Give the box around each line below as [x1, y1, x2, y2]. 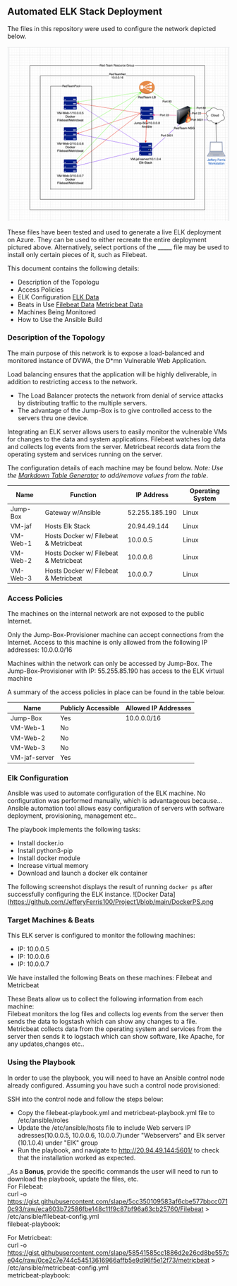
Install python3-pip [17, 846, 73, 855]
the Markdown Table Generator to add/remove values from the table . [7, 471, 209, 480]
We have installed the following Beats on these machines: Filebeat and [7, 974, 212, 982]
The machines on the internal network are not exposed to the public [7, 609, 205, 618]
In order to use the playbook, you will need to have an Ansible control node [7, 1073, 225, 1082]
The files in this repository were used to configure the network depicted [7, 24, 217, 32]
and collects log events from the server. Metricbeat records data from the [7, 442, 221, 451]
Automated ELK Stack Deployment [7, 6, 162, 18]
